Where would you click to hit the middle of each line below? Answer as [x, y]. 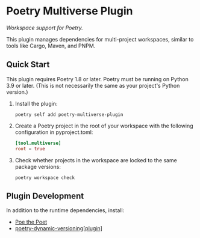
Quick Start [28, 65]
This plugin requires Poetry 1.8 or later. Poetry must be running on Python [97, 79]
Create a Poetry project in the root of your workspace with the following [104, 126]
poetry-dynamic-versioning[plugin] [58, 228]
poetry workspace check [45, 178]
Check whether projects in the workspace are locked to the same [96, 160]
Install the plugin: [36, 103]
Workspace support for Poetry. [45, 28]
